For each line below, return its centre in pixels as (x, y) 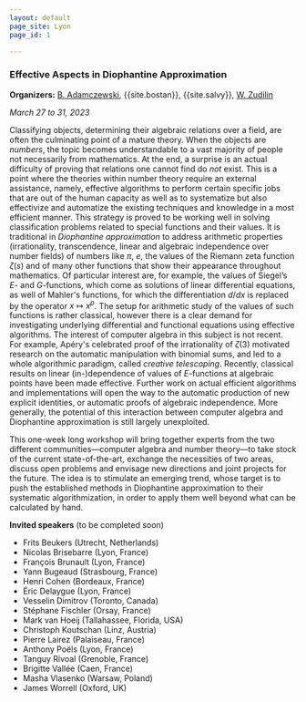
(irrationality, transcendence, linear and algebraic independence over (139, 246)
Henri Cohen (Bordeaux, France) (84, 582)
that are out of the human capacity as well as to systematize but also (138, 198)
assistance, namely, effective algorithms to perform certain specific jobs (145, 188)
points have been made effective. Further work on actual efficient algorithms (153, 383)
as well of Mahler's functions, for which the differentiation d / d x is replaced (149, 294)
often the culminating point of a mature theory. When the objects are (138, 139)
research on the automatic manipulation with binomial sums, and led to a (145, 354)
